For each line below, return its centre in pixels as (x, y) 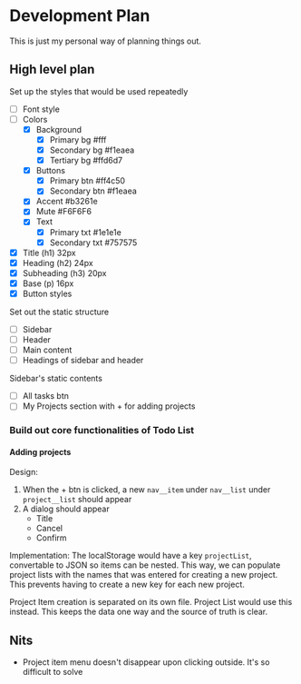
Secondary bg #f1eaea (92, 150)
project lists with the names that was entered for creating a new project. (144, 575)
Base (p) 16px (48, 283)
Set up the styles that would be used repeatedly (99, 91)
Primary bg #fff (78, 139)
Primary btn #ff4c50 (87, 181)
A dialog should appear (66, 509)
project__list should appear (77, 500)
